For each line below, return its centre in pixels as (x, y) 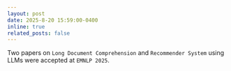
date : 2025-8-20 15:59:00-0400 (53, 20)
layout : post (26, 14)
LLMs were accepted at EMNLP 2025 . (59, 61)
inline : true (26, 26)
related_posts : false (39, 33)
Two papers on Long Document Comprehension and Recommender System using (116, 53)
